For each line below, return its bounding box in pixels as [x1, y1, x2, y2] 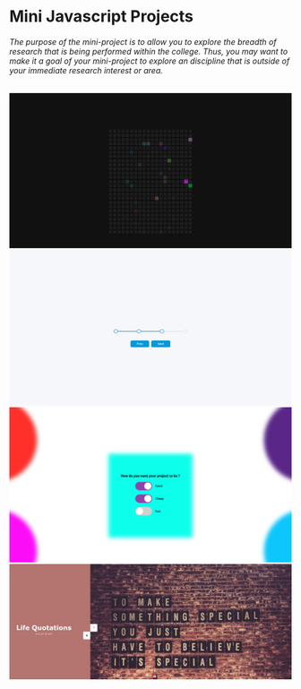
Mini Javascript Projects [9, 6, 194, 27]
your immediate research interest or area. [9, 65, 164, 75]
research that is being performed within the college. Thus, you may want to [9, 46, 288, 56]
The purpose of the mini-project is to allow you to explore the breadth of [9, 36, 277, 47]
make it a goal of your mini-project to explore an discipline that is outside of [9, 56, 290, 66]
